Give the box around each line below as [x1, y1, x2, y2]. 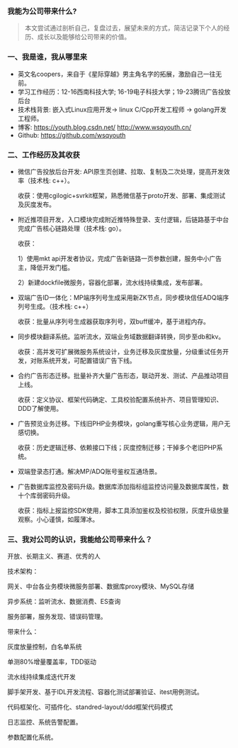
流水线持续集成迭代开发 [7, 673, 76, 681]
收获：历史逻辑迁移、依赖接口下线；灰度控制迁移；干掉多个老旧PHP [17, 443, 217, 451]
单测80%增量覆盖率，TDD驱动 [7, 658, 97, 666]
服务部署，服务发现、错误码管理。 [7, 612, 107, 621]
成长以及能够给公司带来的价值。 [37, 33, 131, 41]
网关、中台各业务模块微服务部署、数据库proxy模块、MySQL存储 [7, 582, 195, 590]
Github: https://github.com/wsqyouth [17, 131, 126, 139]
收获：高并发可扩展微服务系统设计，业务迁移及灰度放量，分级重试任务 [17, 347, 223, 356]
